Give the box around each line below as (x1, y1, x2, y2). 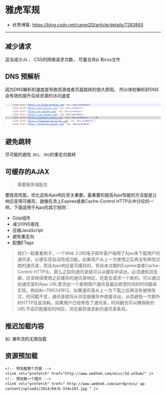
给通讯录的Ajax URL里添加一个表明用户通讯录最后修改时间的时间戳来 (17, 281, 157, 287)
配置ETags (12, 240, 34, 246)
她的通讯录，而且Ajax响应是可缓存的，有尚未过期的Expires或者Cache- (17, 263, 161, 269)
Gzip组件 (12, 215, 31, 221)
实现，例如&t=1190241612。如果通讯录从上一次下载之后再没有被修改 (17, 288, 156, 294)
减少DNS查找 (12, 221, 40, 227)
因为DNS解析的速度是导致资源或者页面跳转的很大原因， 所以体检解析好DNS (5, 86, 159, 92)
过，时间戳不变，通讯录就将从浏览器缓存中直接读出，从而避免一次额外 (17, 294, 161, 299)
